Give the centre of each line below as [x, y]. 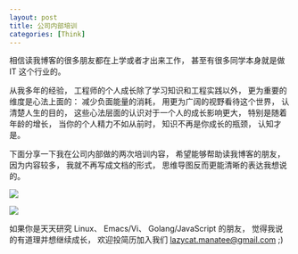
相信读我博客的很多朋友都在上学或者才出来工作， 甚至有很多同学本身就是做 [147, 61]
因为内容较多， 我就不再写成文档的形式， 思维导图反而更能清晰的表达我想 [144, 165]
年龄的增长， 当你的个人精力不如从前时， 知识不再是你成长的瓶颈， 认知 [141, 124]
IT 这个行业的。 [37, 71]
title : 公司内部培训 [43, 26]
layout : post [33, 17]
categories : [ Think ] [48, 34]
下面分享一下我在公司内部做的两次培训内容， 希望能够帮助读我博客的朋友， [147, 154]
